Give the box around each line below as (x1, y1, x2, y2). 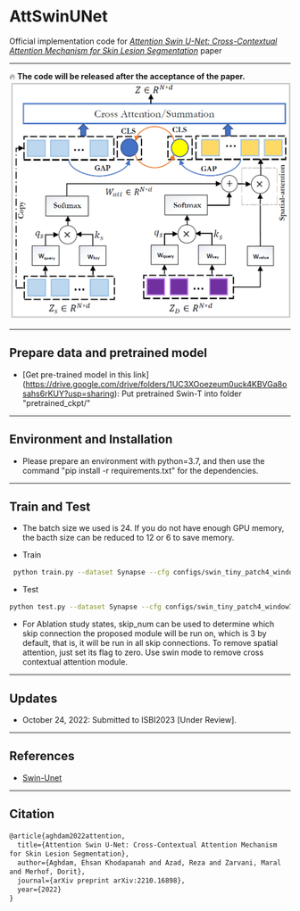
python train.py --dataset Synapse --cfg (12, 568, 170, 577)
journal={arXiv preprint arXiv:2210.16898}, (17, 876, 186, 885)
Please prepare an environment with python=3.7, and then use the (21, 455, 265, 466)
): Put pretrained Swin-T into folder (114, 388, 243, 399)
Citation (9, 807, 55, 822)
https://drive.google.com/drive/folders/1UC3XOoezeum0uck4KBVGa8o (25, 378, 287, 389)
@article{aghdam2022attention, (9, 832, 126, 841)
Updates (9, 691, 58, 706)
